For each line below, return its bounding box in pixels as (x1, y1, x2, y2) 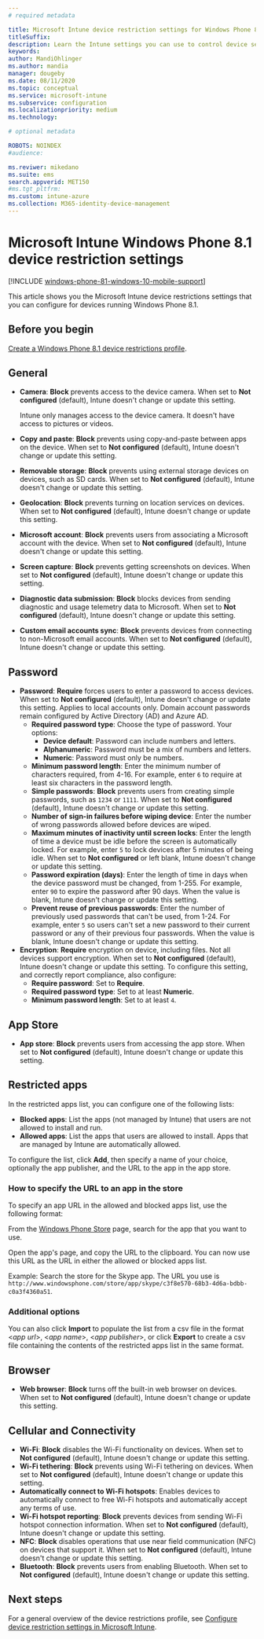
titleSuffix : (8, 33, 51, 41)
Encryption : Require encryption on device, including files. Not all (19, 945, 231, 955)
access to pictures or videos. (19, 419, 114, 428)
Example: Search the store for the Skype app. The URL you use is (8, 1271, 220, 1281)
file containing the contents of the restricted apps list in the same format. (8, 1341, 244, 1351)
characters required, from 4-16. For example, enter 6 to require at (31, 770, 242, 779)
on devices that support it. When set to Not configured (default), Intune (19, 1545, 252, 1555)
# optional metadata (8, 127, 76, 136)
